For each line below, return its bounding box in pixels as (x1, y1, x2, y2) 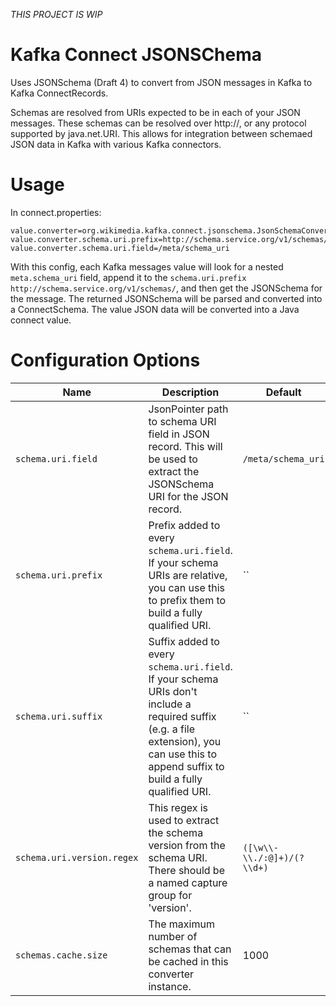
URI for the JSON (148, 489, 229, 503)
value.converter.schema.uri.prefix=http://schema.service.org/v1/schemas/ (10, 234, 329, 244)
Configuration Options (10, 349, 201, 372)
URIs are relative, (148, 568, 228, 582)
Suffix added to (148, 634, 220, 648)
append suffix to (148, 759, 225, 773)
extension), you (148, 734, 222, 748)
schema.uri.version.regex (15, 852, 139, 863)
